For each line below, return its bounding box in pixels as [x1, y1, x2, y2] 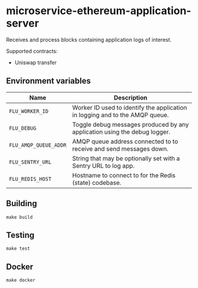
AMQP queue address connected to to [72, 137, 179, 145]
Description [114, 93, 147, 101]
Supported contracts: [6, 47, 58, 54]
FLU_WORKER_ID [9, 108, 49, 114]
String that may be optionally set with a [72, 154, 180, 163]
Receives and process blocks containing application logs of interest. [6, 36, 172, 43]
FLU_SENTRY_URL [9, 158, 52, 165]
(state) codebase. [72, 178, 122, 187]
